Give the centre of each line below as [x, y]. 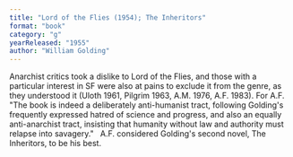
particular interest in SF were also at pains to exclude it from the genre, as [146, 86]
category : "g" [36, 34]
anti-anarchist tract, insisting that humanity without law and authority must [146, 124]
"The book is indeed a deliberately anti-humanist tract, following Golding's [146, 105]
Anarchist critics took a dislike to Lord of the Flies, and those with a [133, 76]
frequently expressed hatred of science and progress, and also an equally [146, 115]
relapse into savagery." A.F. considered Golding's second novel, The [138, 134]
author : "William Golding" [60, 51]
